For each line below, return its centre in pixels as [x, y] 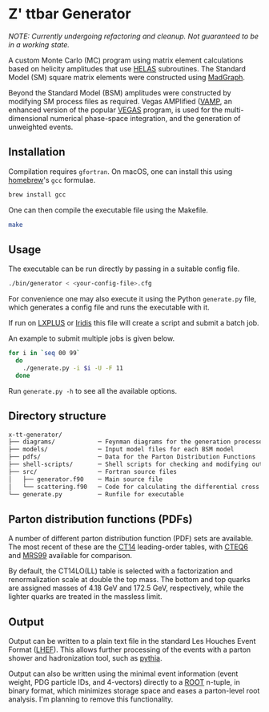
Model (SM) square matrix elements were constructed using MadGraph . [127, 77]
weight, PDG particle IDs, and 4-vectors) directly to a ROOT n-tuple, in [124, 682]
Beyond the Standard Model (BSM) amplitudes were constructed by [120, 92]
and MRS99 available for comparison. [70, 556]
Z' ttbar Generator [70, 14]
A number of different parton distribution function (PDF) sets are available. [131, 539]
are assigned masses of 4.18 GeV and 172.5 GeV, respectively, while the [126, 588]
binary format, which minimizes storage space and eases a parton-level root [134, 691]
